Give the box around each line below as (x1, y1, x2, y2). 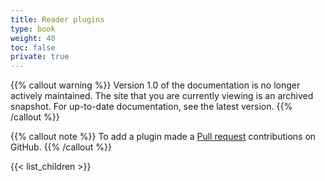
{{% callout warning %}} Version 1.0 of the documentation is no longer (10, 79, 301, 91)
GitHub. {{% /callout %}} (10, 141, 112, 153)
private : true (10, 52, 70, 62)
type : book (10, 24, 56, 34)
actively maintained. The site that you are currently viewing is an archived (10, 90, 314, 102)
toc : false (10, 42, 56, 53)
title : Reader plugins (10, 14, 105, 25)
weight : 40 (10, 33, 56, 43)
